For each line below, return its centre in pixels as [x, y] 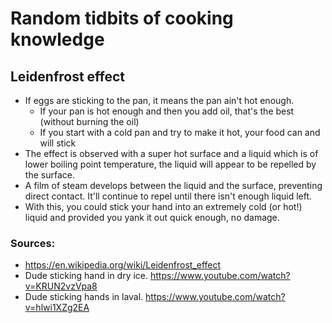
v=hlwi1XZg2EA [57, 308]
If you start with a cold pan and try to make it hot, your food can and [180, 132]
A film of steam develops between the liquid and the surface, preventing [173, 185]
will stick [58, 143]
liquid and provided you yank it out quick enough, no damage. [152, 217]
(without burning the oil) [89, 121]
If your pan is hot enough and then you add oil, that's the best [167, 111]
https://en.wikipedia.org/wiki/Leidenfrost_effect [123, 265]
